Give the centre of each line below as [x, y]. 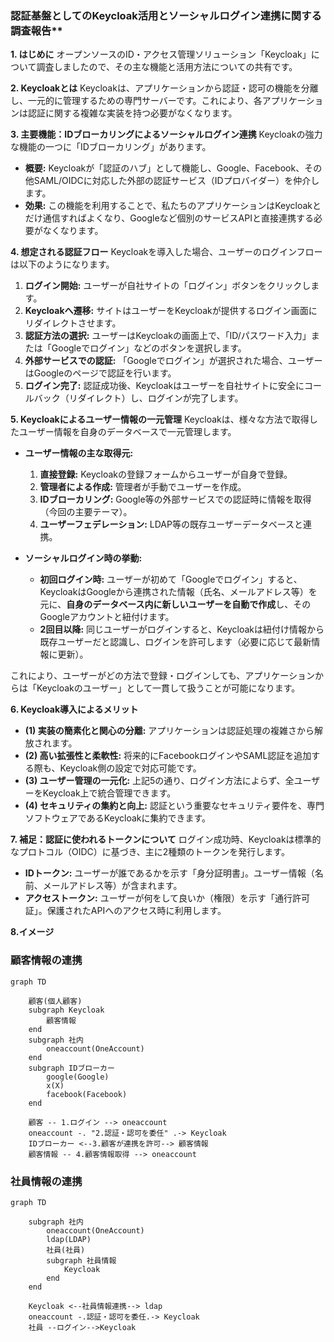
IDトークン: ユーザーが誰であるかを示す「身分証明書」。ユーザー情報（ [169, 873]
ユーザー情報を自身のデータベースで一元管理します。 [127, 432]
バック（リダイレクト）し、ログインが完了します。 [138, 398]
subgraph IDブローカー [71, 1068]
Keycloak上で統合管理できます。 [109, 793]
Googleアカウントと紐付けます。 [107, 617]
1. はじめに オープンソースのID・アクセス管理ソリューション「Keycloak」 [161, 54]
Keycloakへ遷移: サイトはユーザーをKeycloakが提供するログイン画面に [171, 311]
